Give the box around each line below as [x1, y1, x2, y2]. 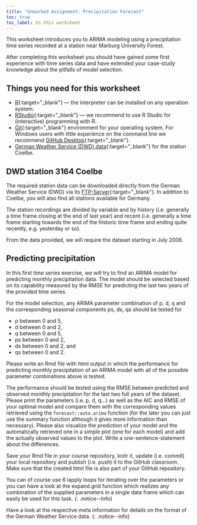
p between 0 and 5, [14, 317, 62, 324]
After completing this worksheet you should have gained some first [6, 54, 170, 61]
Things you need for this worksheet [6, 83, 140, 93]
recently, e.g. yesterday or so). [6, 225, 81, 232]
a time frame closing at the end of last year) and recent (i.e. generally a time [6, 212, 191, 219]
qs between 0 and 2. [14, 348, 65, 355]
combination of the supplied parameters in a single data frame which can [6, 488, 185, 495]
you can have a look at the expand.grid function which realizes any [6, 482, 170, 490]
